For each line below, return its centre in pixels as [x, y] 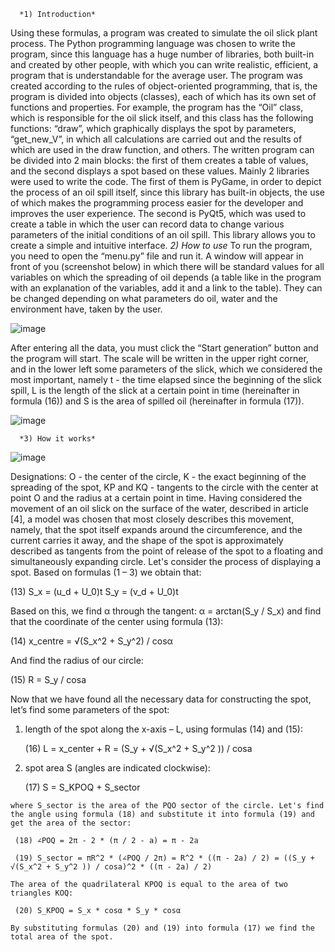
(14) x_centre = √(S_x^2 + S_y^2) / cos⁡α [91, 641]
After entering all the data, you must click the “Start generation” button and [164, 348]
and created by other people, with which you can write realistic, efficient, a [164, 64]
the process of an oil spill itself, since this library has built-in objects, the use [168, 192]
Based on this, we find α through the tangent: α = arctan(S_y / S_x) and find [166, 611]
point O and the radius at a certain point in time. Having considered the [156, 498]
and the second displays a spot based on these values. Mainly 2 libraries [160, 171]
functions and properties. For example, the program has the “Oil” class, [157, 107]
